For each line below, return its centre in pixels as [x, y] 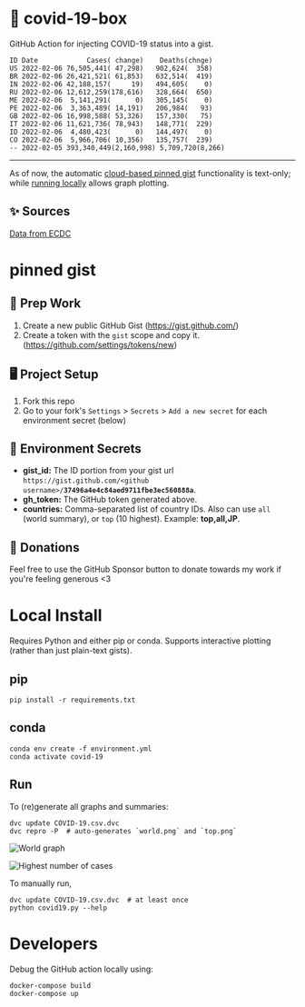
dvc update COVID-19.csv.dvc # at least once [99, 900]
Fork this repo [49, 401]
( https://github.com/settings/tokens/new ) [100, 344]
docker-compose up [44, 993]
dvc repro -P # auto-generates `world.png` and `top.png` [123, 831]
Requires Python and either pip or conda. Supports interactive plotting [140, 641]
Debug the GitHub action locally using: [82, 969]
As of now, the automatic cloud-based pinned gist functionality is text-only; [150, 173]
